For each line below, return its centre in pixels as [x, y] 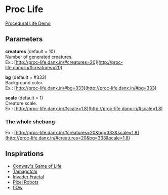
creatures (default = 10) [30, 51]
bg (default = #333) [26, 77]
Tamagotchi [25, 171]
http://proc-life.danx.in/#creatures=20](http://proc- [69, 62]
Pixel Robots [26, 182]
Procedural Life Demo [28, 23]
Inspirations [25, 154]
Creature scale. [21, 103]
